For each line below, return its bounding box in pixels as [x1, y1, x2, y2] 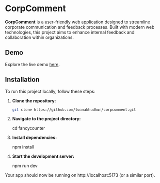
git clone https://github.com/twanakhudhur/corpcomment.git [12, 107, 136, 112]
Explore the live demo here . [5, 61, 60, 67]
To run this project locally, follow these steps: [5, 88, 96, 94]
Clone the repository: [12, 98, 56, 103]
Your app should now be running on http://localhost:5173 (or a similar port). [5, 172, 155, 178]
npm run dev [12, 163, 38, 169]
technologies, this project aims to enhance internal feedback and [5, 29, 135, 35]
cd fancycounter [12, 125, 45, 131]
